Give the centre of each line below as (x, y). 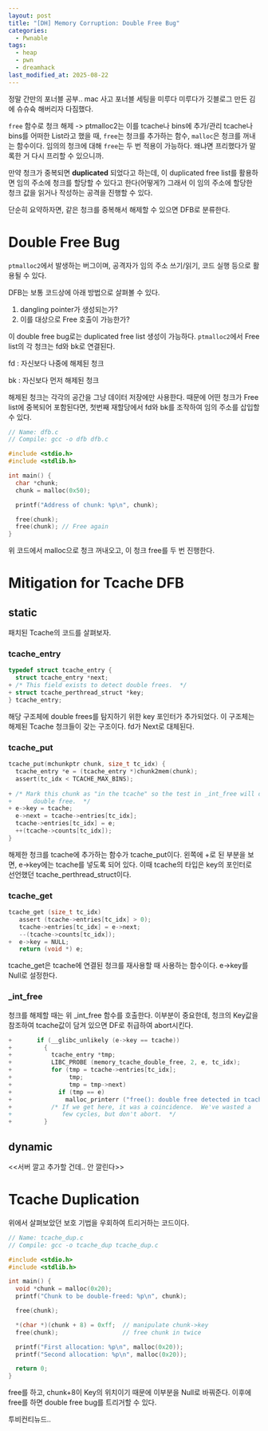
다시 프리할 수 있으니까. (68, 156)
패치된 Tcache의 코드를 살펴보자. (60, 633)
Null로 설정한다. (33, 975)
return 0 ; (32, 1369)
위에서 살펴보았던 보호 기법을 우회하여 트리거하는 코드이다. (99, 1223)
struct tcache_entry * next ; (62, 678)
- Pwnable (32, 38)
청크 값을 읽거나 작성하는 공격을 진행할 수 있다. (81, 192)
